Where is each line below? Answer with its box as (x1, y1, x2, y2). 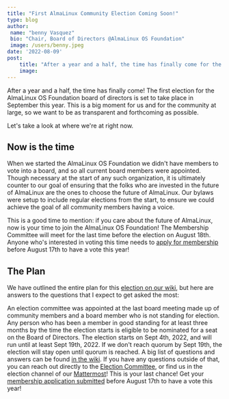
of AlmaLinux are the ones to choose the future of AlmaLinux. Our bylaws (7, 189, 214, 197)
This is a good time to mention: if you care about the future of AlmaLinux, (7, 217, 213, 225)
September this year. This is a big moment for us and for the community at (7, 101, 217, 109)
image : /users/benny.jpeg (10, 42, 84, 49)
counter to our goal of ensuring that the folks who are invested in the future (7, 181, 219, 189)
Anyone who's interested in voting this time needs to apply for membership (7, 238, 219, 247)
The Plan (7, 265, 46, 277)
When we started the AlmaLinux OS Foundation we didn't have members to (7, 159, 219, 168)
